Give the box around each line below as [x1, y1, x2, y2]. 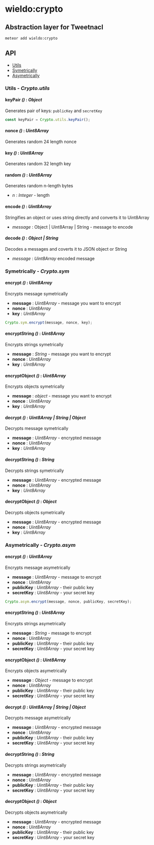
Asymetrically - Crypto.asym [5, 541, 76, 548]
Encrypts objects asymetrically [5, 668, 67, 674]
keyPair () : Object [5, 97, 42, 103]
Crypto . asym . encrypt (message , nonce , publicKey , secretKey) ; [5, 599, 132, 604]
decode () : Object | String [5, 235, 58, 241]
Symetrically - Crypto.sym [5, 268, 70, 275]
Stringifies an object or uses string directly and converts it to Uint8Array [5, 214, 150, 220]
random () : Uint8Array [5, 172, 52, 178]
